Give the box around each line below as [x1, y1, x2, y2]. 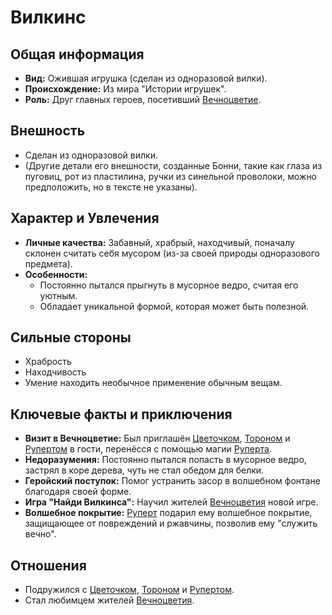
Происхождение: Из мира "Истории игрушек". [24, 83, 227, 95]
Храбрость [24, 356, 72, 368]
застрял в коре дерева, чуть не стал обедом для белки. [24, 464, 265, 476]
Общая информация [10, 46, 145, 63]
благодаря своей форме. [24, 486, 132, 498]
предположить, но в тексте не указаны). [24, 181, 198, 193]
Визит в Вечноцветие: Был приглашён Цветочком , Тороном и [24, 432, 291, 445]
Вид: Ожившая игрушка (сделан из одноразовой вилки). [24, 72, 268, 84]
